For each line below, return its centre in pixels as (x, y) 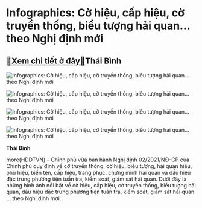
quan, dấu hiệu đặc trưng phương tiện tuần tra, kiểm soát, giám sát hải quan (100, 192)
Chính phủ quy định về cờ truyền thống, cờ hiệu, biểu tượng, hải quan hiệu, (99, 166)
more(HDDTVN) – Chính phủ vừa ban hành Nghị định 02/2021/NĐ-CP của (98, 160)
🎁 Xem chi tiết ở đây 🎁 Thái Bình (64, 61)
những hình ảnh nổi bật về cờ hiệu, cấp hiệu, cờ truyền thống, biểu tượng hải (101, 185)
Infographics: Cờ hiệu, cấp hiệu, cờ (96, 13)
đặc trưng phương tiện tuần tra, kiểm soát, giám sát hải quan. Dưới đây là (96, 179)
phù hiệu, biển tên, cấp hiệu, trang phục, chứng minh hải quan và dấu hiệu (99, 173)
